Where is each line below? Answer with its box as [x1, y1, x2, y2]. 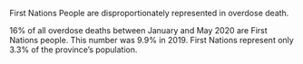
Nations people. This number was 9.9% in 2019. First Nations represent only [9, 35, 295, 45]
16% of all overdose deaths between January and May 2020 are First [9, 25, 268, 35]
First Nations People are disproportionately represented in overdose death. [9, 8, 289, 18]
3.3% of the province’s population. [9, 44, 138, 55]
